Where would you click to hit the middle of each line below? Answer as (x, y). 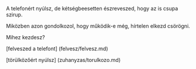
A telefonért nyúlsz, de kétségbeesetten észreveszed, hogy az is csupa (92, 8)
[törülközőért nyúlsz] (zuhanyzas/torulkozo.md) (63, 60)
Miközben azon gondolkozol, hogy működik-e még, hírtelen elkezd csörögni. (98, 26)
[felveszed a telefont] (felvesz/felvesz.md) (57, 49)
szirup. (14, 15)
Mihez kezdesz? (25, 37)
